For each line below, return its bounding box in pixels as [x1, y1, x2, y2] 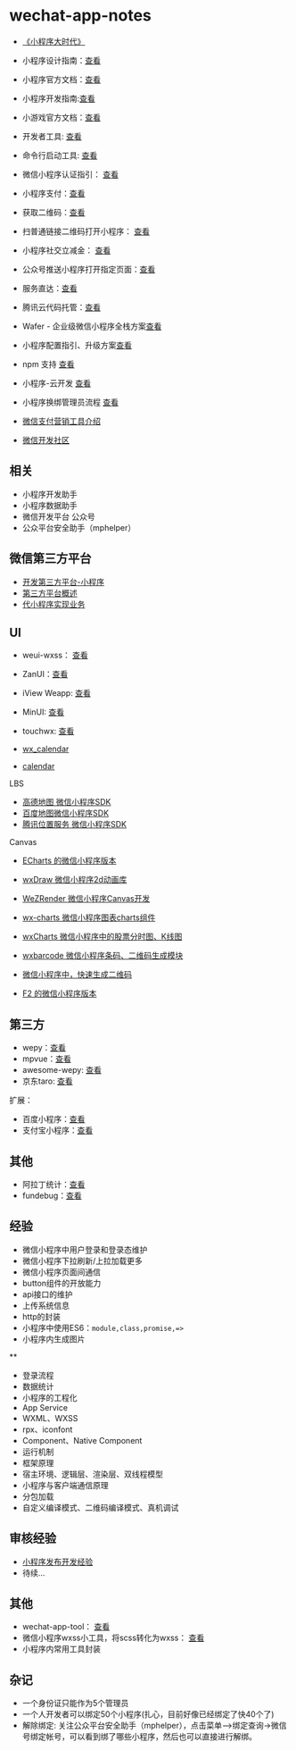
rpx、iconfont [21, 1424, 73, 1435]
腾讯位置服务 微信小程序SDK [21, 819, 127, 830]
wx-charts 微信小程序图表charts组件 [21, 912, 156, 923]
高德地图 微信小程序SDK [21, 797, 111, 808]
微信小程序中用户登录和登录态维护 [21, 1243, 148, 1255]
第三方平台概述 [21, 587, 78, 599]
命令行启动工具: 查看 [21, 149, 98, 161]
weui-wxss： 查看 [21, 649, 89, 661]
